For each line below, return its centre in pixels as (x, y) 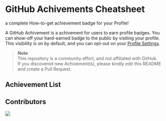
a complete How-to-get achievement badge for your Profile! (67, 23)
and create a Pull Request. (44, 69)
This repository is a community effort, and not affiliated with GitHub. (87, 58)
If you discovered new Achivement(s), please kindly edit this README (89, 63)
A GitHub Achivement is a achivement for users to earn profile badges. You (82, 32)
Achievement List (33, 85)
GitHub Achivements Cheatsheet (75, 9)
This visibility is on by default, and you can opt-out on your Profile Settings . (83, 43)
